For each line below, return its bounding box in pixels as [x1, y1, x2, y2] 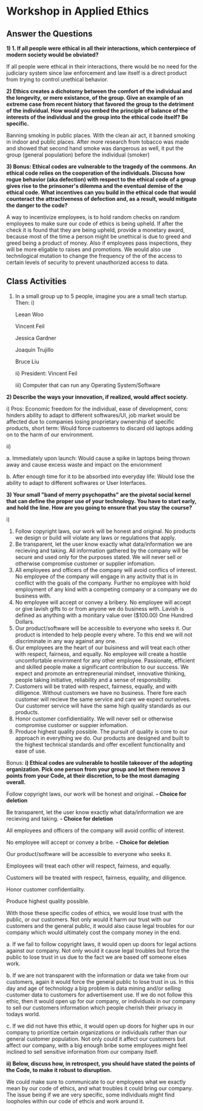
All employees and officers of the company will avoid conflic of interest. [6, 826, 185, 834]
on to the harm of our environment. [6, 431, 94, 438]
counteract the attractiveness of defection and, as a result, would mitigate [6, 195, 197, 202]
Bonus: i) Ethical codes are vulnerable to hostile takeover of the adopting [6, 759, 193, 766]
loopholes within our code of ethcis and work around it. [6, 1097, 144, 1105]
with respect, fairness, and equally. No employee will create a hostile [15, 650, 187, 658]
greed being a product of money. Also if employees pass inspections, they [6, 239, 192, 246]
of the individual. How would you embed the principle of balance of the [6, 107, 188, 114]
